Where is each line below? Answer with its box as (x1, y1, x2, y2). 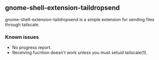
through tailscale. (5, 22, 40, 27)
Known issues (5, 34, 39, 40)
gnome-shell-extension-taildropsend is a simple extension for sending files (5, 16, 155, 22)
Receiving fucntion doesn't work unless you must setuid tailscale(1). (12, 50, 147, 56)
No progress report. (12, 45, 52, 50)
